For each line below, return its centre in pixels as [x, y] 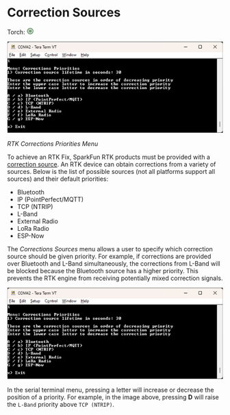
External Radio [37, 221]
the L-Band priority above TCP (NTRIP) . [61, 405]
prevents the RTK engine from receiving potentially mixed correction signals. [115, 278]
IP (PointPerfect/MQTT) [50, 199]
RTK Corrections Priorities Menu [53, 144]
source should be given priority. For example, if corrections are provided [109, 256]
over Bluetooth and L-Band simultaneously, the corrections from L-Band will [114, 264]
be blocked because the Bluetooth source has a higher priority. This [103, 271]
